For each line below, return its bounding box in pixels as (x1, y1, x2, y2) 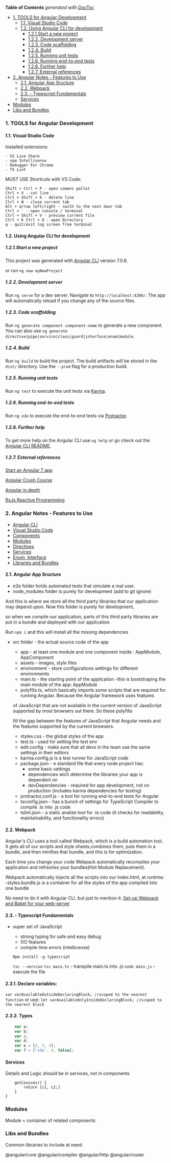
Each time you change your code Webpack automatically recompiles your (5, 859, 160, 865)
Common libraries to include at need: (5, 1141, 83, 1148)
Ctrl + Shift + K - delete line (5, 195, 74, 200)
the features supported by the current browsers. (12, 723, 115, 729)
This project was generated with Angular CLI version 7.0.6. (5, 257, 128, 264)
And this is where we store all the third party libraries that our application (5, 598, 158, 604)
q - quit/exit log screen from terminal (5, 222, 93, 227)
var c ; (14, 1033, 29, 1039)
